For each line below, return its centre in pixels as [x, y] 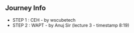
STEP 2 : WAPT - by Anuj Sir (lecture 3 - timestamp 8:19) [71, 25]
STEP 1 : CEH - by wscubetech [44, 20]
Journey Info [25, 8]
